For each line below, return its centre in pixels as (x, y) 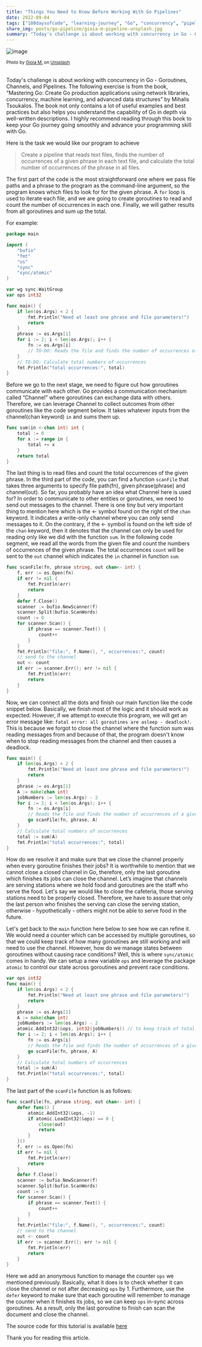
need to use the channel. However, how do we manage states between (94, 948)
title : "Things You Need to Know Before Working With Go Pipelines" (94, 12)
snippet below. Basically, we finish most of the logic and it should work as (97, 709)
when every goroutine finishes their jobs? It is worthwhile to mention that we (101, 866)
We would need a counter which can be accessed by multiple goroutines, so (101, 935)
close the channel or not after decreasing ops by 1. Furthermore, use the (95, 1289)
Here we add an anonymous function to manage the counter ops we (90, 1276)
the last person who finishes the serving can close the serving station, (93, 904)
